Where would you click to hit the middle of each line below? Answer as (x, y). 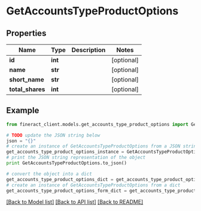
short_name (27, 79)
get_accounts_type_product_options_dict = (60, 179)
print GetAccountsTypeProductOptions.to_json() (67, 163)
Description (89, 50)
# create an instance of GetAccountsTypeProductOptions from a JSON (93, 146)
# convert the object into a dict (49, 174)
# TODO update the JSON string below (53, 135)
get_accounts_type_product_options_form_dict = (67, 191)
